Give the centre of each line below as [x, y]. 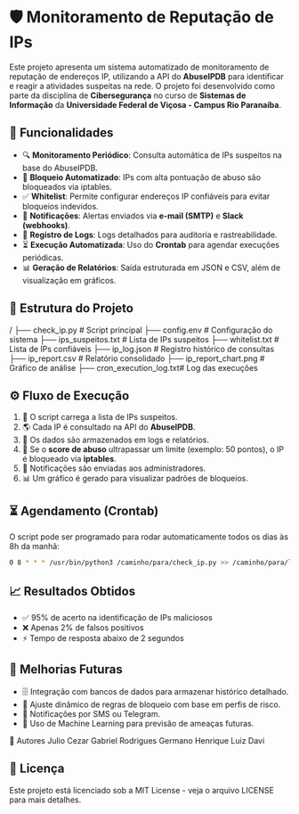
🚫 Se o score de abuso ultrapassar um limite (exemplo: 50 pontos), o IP [153, 449]
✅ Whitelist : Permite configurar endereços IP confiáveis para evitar [146, 196]
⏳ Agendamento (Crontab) [84, 510]
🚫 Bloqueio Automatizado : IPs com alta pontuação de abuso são [141, 177]
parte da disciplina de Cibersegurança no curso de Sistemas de [128, 95]
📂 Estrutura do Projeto [71, 308]
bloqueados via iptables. [67, 186]
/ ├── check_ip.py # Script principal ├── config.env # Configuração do [141, 330]
